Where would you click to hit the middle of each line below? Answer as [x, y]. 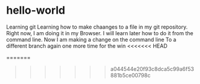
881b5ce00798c [131, 75]
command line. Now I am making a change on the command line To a [91, 39]
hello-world [36, 10]
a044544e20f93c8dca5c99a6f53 [152, 69]
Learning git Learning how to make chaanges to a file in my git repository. [97, 27]
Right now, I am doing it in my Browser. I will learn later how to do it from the [100, 33]
